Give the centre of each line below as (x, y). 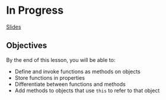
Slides (14, 27)
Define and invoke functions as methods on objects (77, 71)
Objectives (27, 46)
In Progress (35, 10)
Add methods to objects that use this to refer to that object (87, 90)
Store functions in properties (50, 77)
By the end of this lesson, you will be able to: (61, 60)
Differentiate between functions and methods (70, 84)
